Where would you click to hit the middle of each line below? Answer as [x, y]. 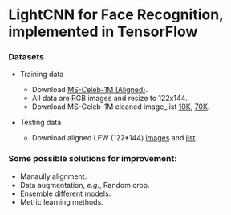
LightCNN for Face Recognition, [116, 15]
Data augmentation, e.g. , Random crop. [85, 185]
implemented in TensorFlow [103, 32]
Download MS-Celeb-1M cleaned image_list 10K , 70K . [121, 107]
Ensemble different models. [65, 193]
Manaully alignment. [53, 176]
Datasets [26, 57]
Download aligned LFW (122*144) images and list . [115, 138]
